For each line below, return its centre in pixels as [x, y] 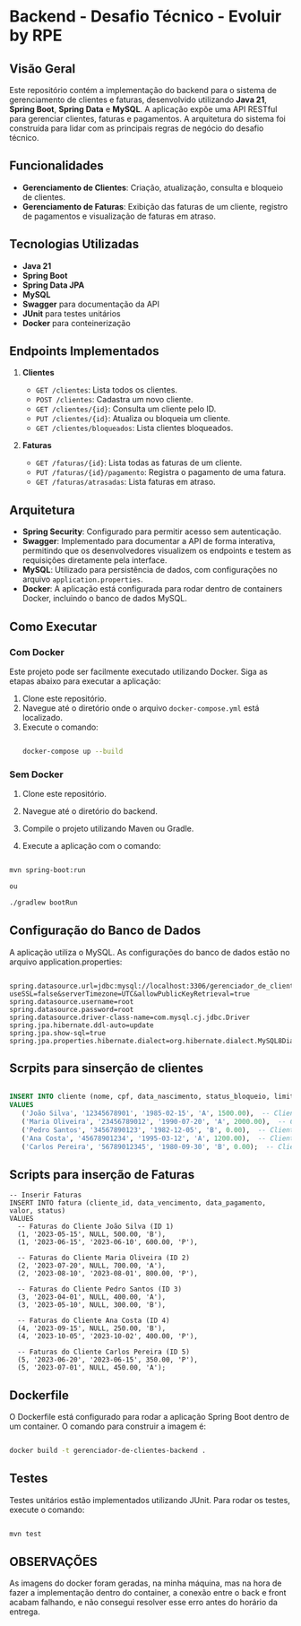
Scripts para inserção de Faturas [102, 1175]
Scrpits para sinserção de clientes [107, 1068]
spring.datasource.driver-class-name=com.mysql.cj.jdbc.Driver [130, 1017]
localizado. [42, 717]
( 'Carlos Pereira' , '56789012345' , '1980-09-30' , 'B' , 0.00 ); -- [148, 1146]
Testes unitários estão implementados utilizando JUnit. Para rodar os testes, [150, 1500]
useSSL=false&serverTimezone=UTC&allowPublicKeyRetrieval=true [130, 994]
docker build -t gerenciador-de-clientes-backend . [107, 1451]
